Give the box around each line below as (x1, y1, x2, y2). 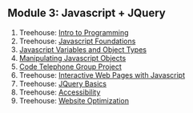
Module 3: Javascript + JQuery (7, 6, 166, 20)
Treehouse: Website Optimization (18, 95, 130, 105)
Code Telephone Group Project (18, 62, 122, 71)
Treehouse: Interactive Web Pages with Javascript (18, 70, 186, 79)
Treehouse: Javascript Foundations (18, 36, 136, 46)
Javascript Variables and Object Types (18, 44, 147, 54)
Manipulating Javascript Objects (18, 53, 127, 63)
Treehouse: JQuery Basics (18, 79, 107, 88)
